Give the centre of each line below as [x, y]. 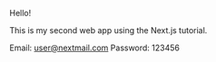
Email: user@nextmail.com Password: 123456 [94, 48]
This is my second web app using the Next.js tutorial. [108, 30]
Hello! [20, 13]
